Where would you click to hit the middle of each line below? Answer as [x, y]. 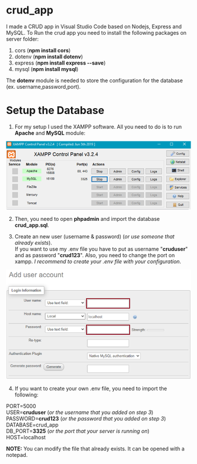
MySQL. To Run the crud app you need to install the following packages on [96, 32]
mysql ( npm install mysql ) [46, 69]
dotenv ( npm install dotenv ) [49, 56]
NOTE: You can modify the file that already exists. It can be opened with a [95, 449]
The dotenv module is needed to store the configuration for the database [94, 80]
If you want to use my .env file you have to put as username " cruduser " [101, 249]
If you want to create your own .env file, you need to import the [91, 389]
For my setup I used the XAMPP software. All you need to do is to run [98, 126]
